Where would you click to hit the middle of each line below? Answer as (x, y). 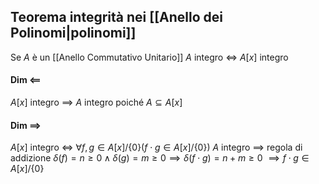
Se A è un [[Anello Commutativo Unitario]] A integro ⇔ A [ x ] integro (149, 57)
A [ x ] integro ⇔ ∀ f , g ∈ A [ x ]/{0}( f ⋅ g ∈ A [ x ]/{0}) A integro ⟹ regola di (156, 147)
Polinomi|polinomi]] (73, 33)
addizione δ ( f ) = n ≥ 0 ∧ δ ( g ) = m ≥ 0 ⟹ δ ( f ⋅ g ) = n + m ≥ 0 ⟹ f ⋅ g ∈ (160, 158)
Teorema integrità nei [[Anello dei (116, 17)
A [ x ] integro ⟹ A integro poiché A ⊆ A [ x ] (96, 102)
